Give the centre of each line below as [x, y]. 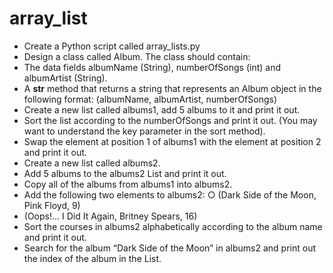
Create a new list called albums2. [92, 163]
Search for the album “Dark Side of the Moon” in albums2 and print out [170, 248]
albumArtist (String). [65, 78]
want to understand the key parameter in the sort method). [144, 131]
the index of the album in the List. [92, 258]
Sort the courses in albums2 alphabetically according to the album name [173, 226]
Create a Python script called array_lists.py [112, 46]
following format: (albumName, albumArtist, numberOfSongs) [150, 99]
